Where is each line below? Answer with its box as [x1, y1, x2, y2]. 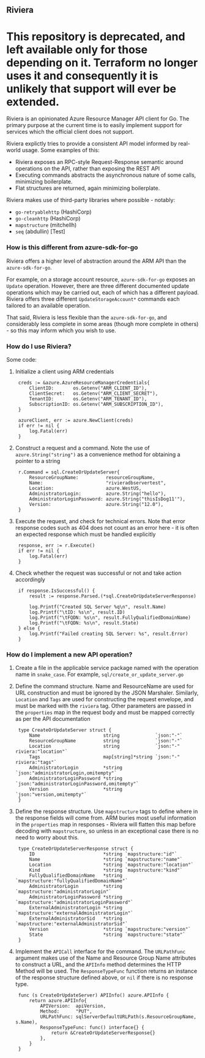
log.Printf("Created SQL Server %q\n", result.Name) [29, 604, 166, 610]
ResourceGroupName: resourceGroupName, [29, 474, 155, 481]
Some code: [6, 356, 37, 363]
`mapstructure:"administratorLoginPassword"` [15, 900, 133, 906]
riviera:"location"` [15, 749, 68, 755]
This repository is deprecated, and [6, 29, 185, 44]
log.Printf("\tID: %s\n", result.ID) [29, 609, 125, 615]
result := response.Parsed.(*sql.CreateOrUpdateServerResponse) [29, 593, 197, 599]
